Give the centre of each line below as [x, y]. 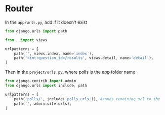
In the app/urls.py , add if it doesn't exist [46, 22]
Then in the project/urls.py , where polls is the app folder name [70, 72]
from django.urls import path [36, 31]
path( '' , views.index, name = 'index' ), [54, 54]
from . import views [26, 40]
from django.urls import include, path [46, 86]
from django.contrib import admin [41, 81]
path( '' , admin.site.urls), [43, 104]
